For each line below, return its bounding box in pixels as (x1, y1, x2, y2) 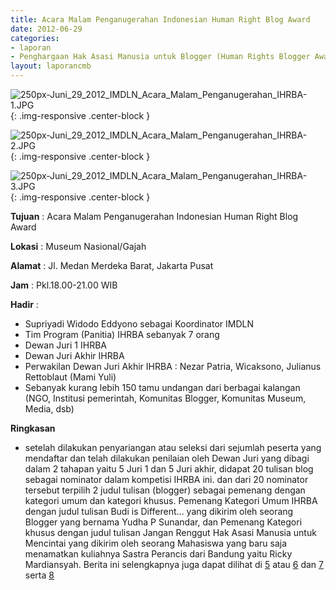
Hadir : (10, 299, 39, 310)
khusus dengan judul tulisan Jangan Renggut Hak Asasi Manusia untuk (24, 527, 317, 538)
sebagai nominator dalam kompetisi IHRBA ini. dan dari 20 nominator (24, 474, 309, 485)
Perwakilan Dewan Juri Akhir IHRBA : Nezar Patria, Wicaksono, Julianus (24, 361, 322, 372)
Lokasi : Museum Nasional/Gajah (10, 241, 147, 252)
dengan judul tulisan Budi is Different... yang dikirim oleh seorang (24, 506, 294, 517)
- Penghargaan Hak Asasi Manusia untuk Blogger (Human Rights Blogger (10, 52, 311, 62)
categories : (10, 33, 60, 43)
